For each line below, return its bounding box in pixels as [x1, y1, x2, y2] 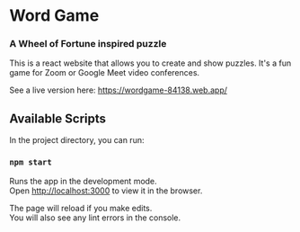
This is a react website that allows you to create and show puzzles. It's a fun [9, 58, 292, 68]
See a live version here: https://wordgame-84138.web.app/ [9, 85, 227, 95]
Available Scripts [9, 111, 106, 126]
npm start [9, 157, 52, 167]
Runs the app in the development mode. [9, 175, 157, 186]
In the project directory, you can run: [9, 135, 145, 146]
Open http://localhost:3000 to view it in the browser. [9, 185, 203, 196]
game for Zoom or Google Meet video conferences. [9, 67, 200, 78]
